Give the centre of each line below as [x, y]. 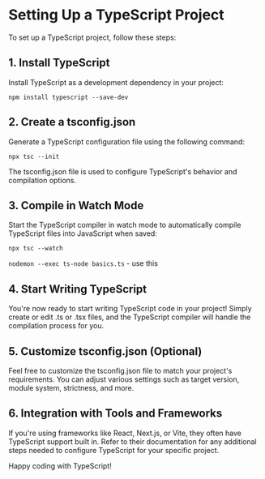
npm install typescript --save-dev [68, 97]
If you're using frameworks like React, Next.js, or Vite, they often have [125, 433]
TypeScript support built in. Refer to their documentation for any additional [132, 441]
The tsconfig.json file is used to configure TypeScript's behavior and [123, 171]
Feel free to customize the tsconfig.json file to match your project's [120, 371]
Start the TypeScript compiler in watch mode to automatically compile [125, 225]
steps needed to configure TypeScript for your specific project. [114, 450]
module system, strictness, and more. [71, 388]
